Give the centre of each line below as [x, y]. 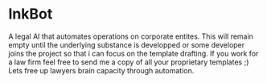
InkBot [31, 14]
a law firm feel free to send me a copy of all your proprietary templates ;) [129, 62]
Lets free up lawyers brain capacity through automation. [101, 70]
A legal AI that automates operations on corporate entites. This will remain [131, 36]
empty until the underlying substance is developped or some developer [127, 44]
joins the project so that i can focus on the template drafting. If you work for [133, 53]
